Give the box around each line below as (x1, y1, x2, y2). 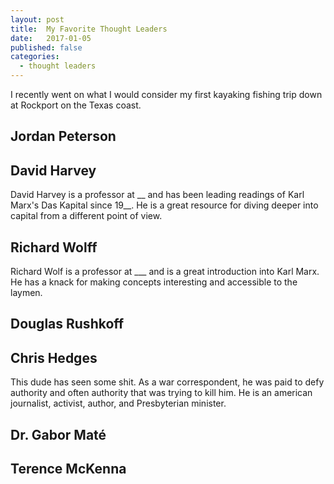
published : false (10, 42, 83, 53)
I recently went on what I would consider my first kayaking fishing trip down (10, 89, 323, 100)
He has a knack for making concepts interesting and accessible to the (10, 276, 298, 288)
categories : (10, 52, 60, 62)
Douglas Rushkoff (10, 316, 125, 333)
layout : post (10, 14, 65, 25)
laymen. (10, 287, 43, 299)
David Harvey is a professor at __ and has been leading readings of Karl (10, 189, 305, 201)
